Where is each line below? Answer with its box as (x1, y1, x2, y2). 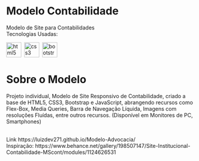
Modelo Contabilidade (6, 4, 119, 18)
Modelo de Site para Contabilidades (6, 24, 95, 31)
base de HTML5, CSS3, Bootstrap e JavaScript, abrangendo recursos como (6, 99, 194, 106)
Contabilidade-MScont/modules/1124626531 (6, 148, 116, 156)
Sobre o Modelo (6, 73, 87, 86)
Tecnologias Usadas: (6, 30, 58, 37)
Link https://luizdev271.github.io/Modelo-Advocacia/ (6, 136, 136, 143)
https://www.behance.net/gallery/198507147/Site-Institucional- (35, 142, 191, 149)
